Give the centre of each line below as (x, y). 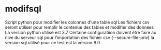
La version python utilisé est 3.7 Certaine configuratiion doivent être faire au (81, 32)
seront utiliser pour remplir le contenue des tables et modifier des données (80, 27)
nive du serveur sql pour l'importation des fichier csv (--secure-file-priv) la (80, 37)
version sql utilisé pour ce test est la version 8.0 (52, 42)
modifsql (23, 9)
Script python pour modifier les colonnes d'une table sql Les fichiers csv (77, 22)
